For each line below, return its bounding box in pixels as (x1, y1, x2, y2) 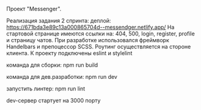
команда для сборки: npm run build (6, 61, 98, 68)
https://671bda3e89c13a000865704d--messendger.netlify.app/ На (6, 24, 175, 31)
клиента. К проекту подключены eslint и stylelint (6, 50, 133, 57)
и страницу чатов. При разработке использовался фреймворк (6, 37, 169, 43)
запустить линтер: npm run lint (6, 85, 86, 92)
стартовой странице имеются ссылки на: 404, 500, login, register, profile (6, 30, 196, 37)
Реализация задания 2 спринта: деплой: (6, 17, 111, 24)
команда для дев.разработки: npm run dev (6, 73, 118, 80)
